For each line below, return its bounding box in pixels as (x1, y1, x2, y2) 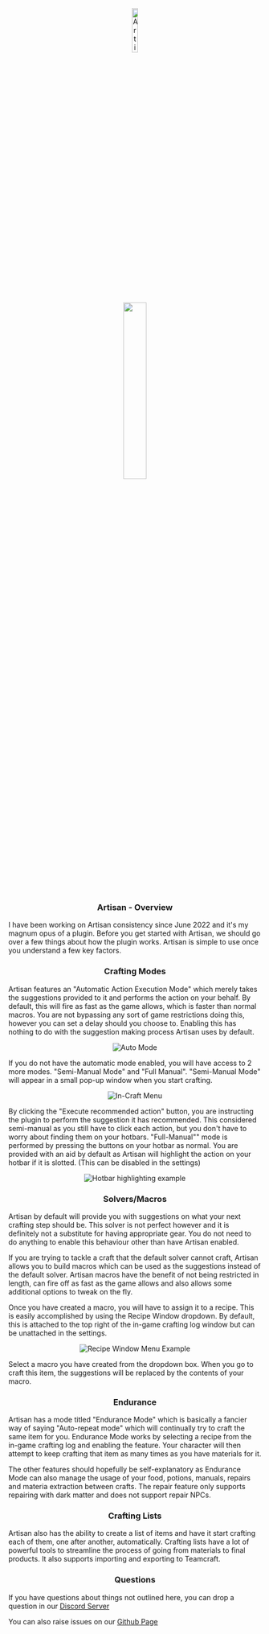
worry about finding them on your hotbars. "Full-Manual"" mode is (8, 1132, 228, 1142)
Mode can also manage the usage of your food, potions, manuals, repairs (8, 1473, 251, 1483)
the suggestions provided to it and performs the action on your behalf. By (8, 993, 251, 1002)
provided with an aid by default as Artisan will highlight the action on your (8, 1149, 251, 1159)
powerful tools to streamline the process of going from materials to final (8, 1546, 246, 1555)
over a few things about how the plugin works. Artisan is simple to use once (8, 937, 259, 947)
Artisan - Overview (96, 901, 173, 912)
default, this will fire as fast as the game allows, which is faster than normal (8, 1001, 257, 1010)
